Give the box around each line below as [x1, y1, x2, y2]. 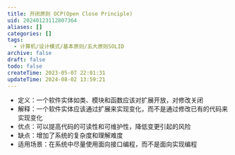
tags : [7, 37, 23, 44]
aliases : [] [7, 23, 42, 30]
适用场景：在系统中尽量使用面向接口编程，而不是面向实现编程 [17, 140, 198, 149]
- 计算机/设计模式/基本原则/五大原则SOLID [13, 43, 125, 50]
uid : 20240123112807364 [7, 17, 78, 24]
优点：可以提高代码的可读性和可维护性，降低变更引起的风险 [17, 123, 191, 131]
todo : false [7, 63, 42, 70]
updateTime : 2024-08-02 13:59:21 [7, 75, 106, 83]
